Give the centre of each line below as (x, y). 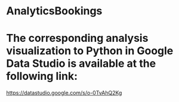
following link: (42, 76)
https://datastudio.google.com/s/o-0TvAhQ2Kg (64, 93)
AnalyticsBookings (54, 11)
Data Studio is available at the (81, 64)
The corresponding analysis (77, 38)
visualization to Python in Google (90, 51)
